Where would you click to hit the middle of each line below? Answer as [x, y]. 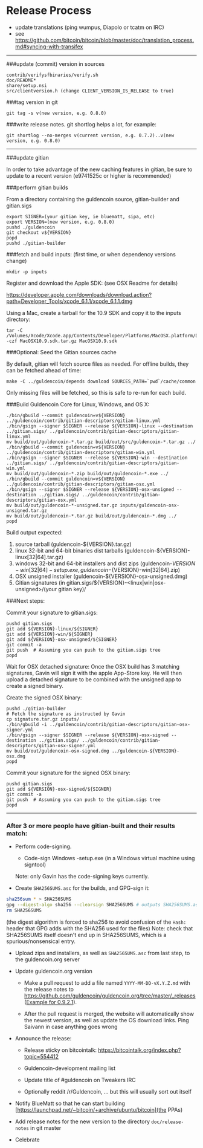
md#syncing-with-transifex [49, 47]
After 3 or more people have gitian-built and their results [91, 826]
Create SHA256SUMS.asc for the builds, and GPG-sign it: [82, 888]
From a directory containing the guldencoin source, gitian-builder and [93, 199]
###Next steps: [26, 601]
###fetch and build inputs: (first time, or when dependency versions [91, 254]
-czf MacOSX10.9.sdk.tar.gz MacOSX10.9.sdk [62, 341]
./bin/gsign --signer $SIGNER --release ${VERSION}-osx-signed [88, 735]
